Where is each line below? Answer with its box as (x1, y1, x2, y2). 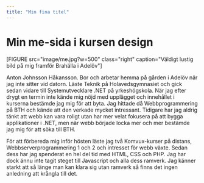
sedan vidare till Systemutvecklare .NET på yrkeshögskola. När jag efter (6, 87, 187, 94)
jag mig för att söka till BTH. (6, 126, 76, 133)
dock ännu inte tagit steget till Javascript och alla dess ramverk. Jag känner (6, 157, 196, 164)
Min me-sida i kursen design (6, 35, 153, 49)
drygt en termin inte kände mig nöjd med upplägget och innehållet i (6, 93, 175, 101)
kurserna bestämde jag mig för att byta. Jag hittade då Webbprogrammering (6, 99, 198, 107)
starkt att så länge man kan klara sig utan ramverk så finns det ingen (6, 163, 178, 171)
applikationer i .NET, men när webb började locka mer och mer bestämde (6, 119, 190, 126)
